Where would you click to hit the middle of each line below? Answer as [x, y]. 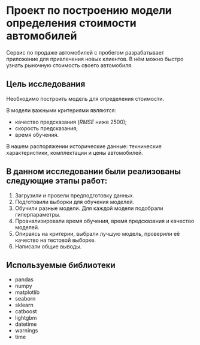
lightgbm [26, 318]
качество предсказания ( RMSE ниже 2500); [71, 122]
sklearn [24, 305]
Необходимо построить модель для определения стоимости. [85, 98]
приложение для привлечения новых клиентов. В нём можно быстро [95, 59]
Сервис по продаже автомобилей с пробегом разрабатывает [85, 52]
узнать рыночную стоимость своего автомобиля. [69, 65]
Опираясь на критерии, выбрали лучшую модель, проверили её [97, 233]
